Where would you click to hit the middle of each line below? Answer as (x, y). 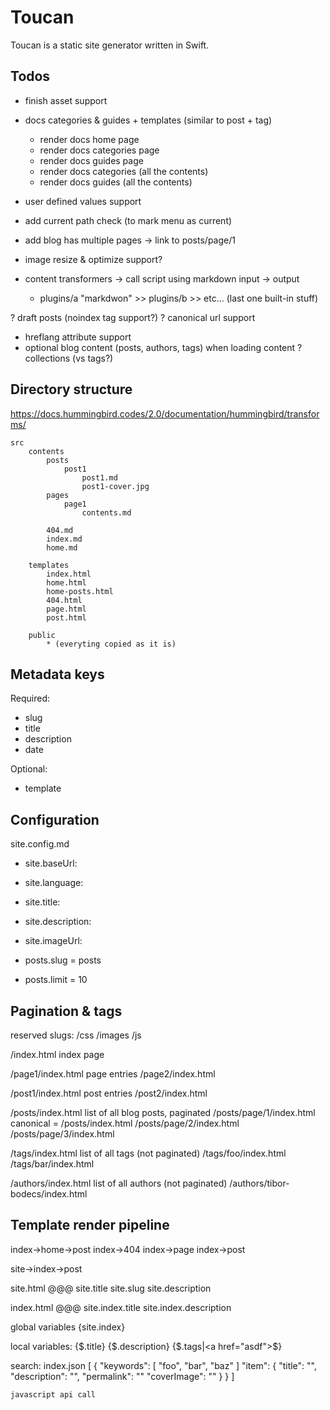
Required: (30, 698)
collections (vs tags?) (69, 358)
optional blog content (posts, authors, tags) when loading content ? (163, 347)
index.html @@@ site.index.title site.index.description (121, 1307)
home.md (62, 547)
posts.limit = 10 (56, 980)
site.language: (54, 883)
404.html (64, 600)
